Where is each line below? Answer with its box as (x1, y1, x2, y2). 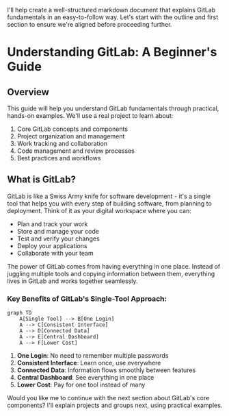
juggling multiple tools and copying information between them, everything (7, 269, 215, 278)
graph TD (7, 310, 32, 317)
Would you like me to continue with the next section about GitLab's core (7, 394, 210, 402)
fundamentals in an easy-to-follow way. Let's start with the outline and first (7, 13, 219, 21)
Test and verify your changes (16, 234, 100, 243)
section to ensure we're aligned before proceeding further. (7, 21, 172, 28)
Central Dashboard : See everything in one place (16, 374, 154, 382)
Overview (7, 86, 50, 98)
